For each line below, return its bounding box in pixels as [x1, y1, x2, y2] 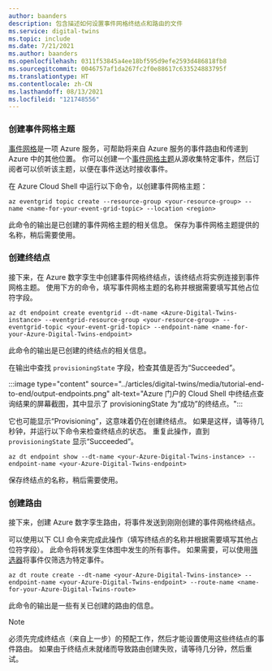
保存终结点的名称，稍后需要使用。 [8, 475, 123, 485]
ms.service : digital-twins [8, 27, 100, 35]
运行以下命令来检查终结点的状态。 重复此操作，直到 [36, 426, 209, 436]
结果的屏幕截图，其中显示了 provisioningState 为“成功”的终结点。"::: [15, 399, 244, 408]
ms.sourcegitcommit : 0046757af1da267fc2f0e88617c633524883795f [8, 65, 227, 73]
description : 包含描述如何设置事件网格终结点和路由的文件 [8, 20, 183, 28]
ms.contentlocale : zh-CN [8, 80, 93, 88]
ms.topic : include [8, 34, 71, 43]
